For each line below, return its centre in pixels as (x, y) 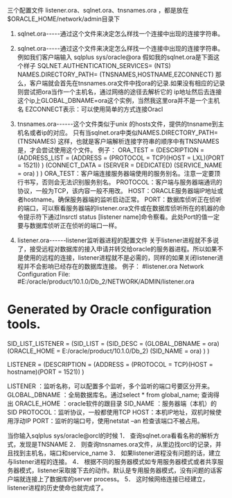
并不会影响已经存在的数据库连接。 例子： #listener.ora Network (114, 266)
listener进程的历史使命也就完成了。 (57, 488)
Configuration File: (44, 274)
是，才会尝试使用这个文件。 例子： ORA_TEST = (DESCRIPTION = (110, 150)
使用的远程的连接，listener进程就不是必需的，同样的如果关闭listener (120, 258)
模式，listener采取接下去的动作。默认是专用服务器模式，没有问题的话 (118, 470)
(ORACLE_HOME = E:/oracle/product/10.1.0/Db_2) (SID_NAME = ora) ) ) (108, 351)
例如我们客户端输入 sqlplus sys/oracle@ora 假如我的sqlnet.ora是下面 (115, 57)
